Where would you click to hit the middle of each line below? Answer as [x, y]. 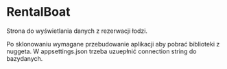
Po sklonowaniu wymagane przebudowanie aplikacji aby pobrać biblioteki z [113, 44]
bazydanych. [25, 58]
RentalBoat [38, 12]
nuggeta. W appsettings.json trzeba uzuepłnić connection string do [101, 51]
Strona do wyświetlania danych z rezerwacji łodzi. [77, 31]
